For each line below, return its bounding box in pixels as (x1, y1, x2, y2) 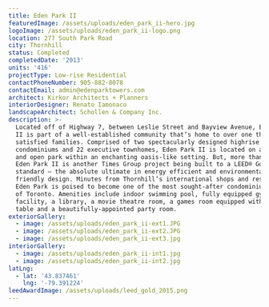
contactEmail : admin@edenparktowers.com (8, 86, 146, 94)
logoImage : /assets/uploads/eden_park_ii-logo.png (8, 26, 181, 34)
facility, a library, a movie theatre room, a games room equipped (15, 197, 246, 205)
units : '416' (8, 64, 52, 72)
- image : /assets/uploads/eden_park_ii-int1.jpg (15, 249, 181, 257)
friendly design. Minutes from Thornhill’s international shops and (15, 175, 249, 184)
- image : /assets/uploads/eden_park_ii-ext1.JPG (15, 220, 181, 228)
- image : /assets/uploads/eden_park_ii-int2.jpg (15, 257, 181, 265)
